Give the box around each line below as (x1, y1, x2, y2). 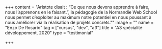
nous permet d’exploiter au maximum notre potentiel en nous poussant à (5, 15, 152, 20)
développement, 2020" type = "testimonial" (5, 30, 93, 35)
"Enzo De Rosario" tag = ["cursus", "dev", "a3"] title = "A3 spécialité (5, 25, 143, 31)
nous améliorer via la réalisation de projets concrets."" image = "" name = (5, 19, 154, 25)
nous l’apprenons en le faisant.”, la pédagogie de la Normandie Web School (5, 9, 157, 15)
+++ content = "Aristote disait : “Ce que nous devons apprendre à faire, (5, 4, 150, 10)
